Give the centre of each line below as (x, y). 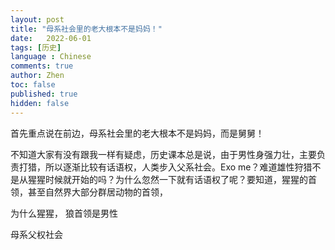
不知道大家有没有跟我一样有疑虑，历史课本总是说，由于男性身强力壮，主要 (163, 154)
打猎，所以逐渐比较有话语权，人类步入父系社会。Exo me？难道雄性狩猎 (165, 167)
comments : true (42, 66)
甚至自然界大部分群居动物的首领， (97, 192)
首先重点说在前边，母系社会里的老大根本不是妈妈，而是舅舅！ (137, 133)
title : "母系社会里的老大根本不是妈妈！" (86, 29)
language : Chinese (51, 57)
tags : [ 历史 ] (36, 47)
